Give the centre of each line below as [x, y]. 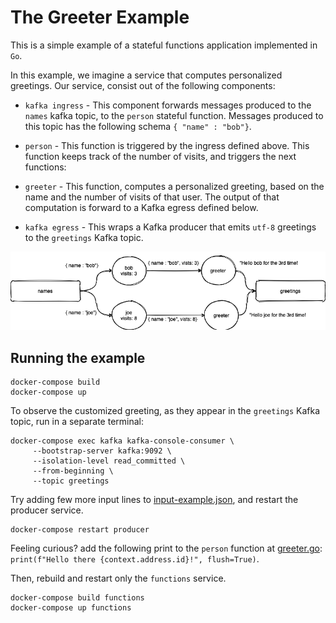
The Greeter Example [100, 17]
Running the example [78, 357]
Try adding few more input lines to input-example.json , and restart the [154, 500]
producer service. [47, 510]
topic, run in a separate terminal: [77, 422]
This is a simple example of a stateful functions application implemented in [164, 45]
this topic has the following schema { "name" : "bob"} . [138, 126]
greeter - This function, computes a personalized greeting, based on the [174, 186]
